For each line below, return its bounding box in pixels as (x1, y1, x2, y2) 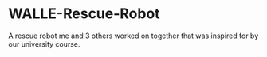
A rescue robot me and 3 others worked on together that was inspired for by (8, 31, 259, 40)
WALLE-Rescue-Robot (8, 5, 161, 23)
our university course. (8, 39, 80, 48)
